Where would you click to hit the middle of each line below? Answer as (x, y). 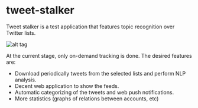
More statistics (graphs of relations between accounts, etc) (87, 99)
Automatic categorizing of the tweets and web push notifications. (94, 92)
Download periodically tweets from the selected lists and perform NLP (100, 73)
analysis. (25, 80)
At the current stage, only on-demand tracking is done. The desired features (99, 55)
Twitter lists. (21, 32)
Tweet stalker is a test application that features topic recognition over (90, 27)
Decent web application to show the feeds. (67, 86)
